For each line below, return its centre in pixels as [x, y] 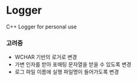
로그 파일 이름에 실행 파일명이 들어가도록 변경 [67, 72]
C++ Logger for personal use [41, 27]
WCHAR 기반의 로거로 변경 [46, 57]
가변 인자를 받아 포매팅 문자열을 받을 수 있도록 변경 [73, 64]
